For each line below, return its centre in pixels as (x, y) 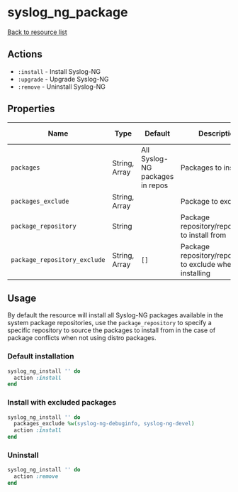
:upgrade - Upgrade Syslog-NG (63, 79)
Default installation (41, 356)
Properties (31, 109)
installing (195, 273)
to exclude (198, 264)
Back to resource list (37, 32)
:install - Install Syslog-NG (59, 71)
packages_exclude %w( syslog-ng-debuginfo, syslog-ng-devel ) (104, 424)
